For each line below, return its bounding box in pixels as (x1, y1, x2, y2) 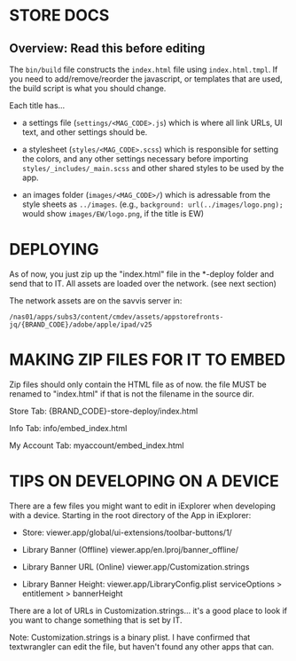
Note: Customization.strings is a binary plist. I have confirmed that (9, 632, 251, 642)
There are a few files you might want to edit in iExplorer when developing (9, 500, 277, 511)
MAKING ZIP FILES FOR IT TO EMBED (9, 350, 286, 370)
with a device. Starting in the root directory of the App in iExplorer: (9, 509, 252, 520)
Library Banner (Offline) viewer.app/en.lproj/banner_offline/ (21, 544, 239, 555)
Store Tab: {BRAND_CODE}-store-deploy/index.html (9, 405, 199, 416)
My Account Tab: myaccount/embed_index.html (9, 440, 184, 451)
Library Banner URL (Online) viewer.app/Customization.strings (21, 561, 250, 572)
